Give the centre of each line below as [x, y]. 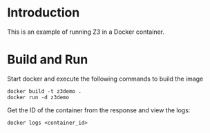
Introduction [44, 13]
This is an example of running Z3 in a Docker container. [86, 32]
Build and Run [48, 60]
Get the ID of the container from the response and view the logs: [99, 110]
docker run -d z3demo [38, 97]
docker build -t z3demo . [44, 91]
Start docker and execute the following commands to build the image [105, 79]
